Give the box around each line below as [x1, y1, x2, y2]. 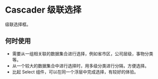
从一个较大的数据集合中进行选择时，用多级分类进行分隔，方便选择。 [12, 63, 149, 68]
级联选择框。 [5, 21, 31, 27]
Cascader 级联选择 [5, 4, 82, 16]
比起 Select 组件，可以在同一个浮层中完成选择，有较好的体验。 [12, 69, 138, 75]
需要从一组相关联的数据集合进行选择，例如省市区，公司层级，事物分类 [12, 50, 154, 56]
